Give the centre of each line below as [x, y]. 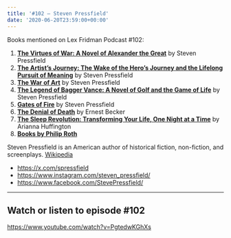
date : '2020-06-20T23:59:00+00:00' [58, 20]
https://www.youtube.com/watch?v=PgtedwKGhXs [79, 227]
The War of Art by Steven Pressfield [68, 82]
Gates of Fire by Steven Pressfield [66, 104]
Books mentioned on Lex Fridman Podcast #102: [76, 39]
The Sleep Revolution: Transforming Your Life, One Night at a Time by [118, 119]
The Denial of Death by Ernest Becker [71, 112]
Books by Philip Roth [47, 133]
